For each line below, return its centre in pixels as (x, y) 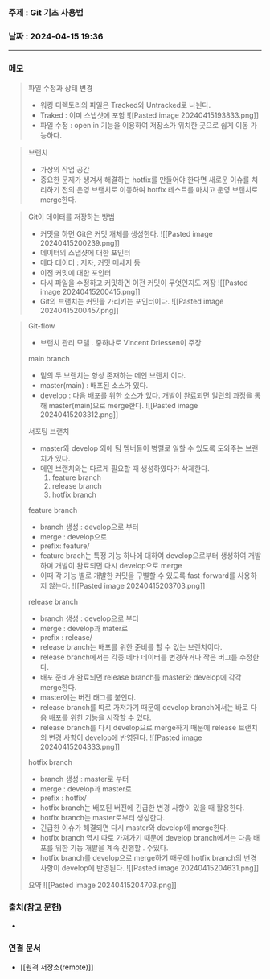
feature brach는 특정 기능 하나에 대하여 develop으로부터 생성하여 (143, 555)
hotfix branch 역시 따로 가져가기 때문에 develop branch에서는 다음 (145, 837)
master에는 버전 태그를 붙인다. (88, 697)
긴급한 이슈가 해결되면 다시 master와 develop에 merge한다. (134, 828)
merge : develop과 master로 (86, 789)
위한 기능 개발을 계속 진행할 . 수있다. (112, 848)
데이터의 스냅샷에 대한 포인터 (85, 252)
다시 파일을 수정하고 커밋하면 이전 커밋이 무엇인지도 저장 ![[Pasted (144, 283)
